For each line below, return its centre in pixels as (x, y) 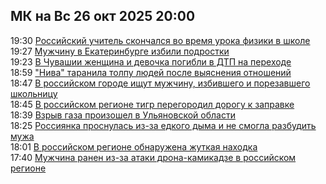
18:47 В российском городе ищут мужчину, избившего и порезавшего (160, 83)
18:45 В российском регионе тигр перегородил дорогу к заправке (152, 104)
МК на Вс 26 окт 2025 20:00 (103, 16)
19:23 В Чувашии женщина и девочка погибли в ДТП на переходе (151, 61)
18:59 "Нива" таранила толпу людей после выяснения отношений (151, 72)
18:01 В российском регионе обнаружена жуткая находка (134, 146)
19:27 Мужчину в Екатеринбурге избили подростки (120, 51)
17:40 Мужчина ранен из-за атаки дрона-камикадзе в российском (153, 157)
